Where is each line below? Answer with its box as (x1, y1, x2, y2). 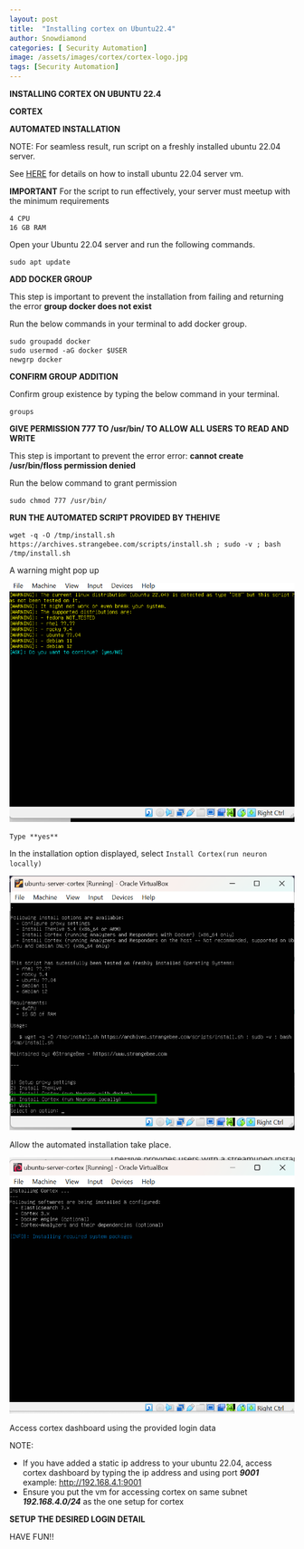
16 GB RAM (9, 223, 47, 232)
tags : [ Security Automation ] (9, 63, 119, 72)
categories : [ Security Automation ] (9, 44, 147, 53)
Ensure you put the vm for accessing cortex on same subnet (22, 1486, 248, 1497)
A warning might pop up (9, 565, 100, 576)
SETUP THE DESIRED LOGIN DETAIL (9, 1514, 146, 1525)
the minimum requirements (9, 196, 110, 206)
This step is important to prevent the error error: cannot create (9, 450, 244, 461)
